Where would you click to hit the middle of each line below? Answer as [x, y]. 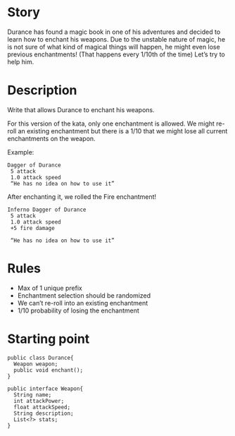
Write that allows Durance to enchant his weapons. [81, 109]
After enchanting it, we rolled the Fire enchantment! [82, 196]
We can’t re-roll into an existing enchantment [83, 303]
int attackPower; [39, 401]
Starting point [49, 339]
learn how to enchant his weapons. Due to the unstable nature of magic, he [116, 39]
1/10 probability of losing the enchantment [78, 310]
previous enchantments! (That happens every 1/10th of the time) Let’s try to [116, 54]
